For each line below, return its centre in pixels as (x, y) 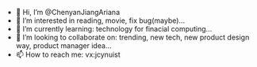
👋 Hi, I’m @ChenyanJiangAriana (68, 12)
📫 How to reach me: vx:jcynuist (68, 54)
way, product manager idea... (63, 46)
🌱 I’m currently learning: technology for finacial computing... (114, 29)
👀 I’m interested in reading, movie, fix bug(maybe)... (100, 20)
